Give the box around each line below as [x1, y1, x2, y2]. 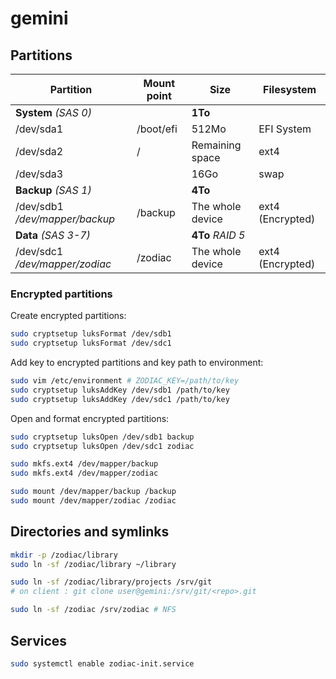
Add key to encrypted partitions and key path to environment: [10, 357, 264, 369]
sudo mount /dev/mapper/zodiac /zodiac [10, 496, 177, 506]
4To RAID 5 [191, 228, 246, 242]
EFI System [258, 122, 312, 136]
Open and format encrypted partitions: [10, 412, 170, 424]
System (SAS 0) [15, 106, 92, 119]
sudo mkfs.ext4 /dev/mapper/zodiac [10, 468, 159, 479]
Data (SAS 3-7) [15, 228, 91, 242]
